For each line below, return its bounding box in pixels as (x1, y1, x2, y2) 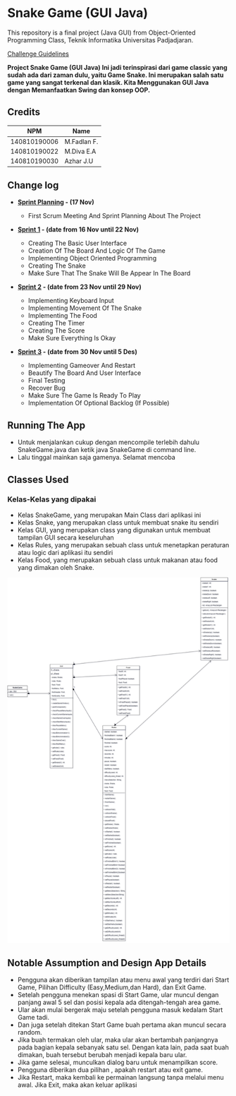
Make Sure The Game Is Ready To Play (27, 391, 141, 400)
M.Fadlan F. (64, 137, 99, 145)
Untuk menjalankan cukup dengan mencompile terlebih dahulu (17, 438, 199, 446)
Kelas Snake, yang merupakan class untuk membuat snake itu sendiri (17, 518, 219, 527)
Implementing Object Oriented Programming (27, 254, 157, 263)
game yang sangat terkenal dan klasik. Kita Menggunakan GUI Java (7, 78, 209, 86)
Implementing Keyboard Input (27, 297, 114, 305)
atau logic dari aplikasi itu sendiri (17, 548, 113, 556)
